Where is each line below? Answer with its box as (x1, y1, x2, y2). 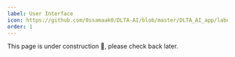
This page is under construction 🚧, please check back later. (7, 42, 178, 51)
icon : (7, 17, 23, 24)
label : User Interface (7, 10, 73, 17)
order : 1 (7, 23, 33, 30)
